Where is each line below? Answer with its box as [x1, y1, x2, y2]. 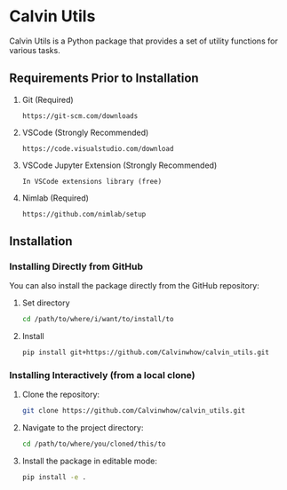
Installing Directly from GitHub [9, 260, 144, 273]
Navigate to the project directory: [21, 423, 144, 433]
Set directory [21, 297, 70, 308]
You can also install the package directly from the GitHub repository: [9, 281, 259, 291]
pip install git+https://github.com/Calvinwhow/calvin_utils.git [21, 348, 269, 357]
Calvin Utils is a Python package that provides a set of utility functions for [9, 36, 278, 46]
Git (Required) [21, 94, 74, 105]
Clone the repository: [21, 389, 100, 400]
